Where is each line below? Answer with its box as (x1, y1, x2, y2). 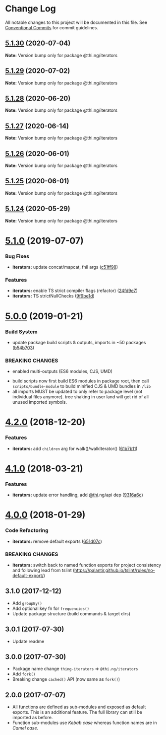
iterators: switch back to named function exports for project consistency (12, 562, 161, 568)
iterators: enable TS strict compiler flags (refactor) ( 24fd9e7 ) (12, 288, 138, 294)
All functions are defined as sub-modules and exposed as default (12, 704, 146, 710)
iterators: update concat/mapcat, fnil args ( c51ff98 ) (12, 264, 118, 270)
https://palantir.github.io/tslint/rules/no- (74, 567, 155, 573)
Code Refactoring (5, 527, 49, 534)
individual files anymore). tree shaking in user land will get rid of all (12, 394, 149, 400)
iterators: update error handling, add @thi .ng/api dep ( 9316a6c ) (12, 492, 143, 498)
